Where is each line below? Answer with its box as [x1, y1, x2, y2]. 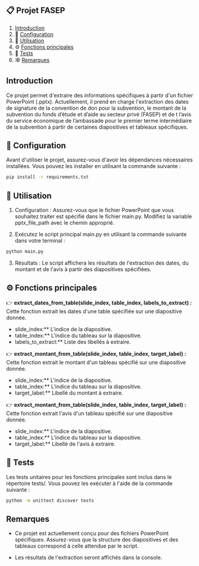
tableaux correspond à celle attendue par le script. [14, 542, 139, 550]
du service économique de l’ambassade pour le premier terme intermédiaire [6, 117, 192, 124]
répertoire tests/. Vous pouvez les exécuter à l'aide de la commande [6, 480, 173, 487]
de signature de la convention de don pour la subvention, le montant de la [6, 104, 187, 111]
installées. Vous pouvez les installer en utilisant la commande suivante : [6, 163, 181, 170]
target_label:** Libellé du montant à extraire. [14, 389, 124, 396]
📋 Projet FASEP [6, 5, 65, 15]
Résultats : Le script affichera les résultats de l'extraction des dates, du [14, 259, 189, 266]
